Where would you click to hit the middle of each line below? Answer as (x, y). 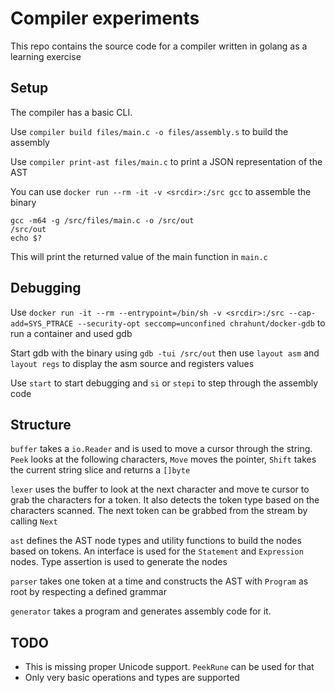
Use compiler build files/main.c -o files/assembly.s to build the (149, 131)
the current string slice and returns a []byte (100, 470)
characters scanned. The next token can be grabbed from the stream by (159, 511)
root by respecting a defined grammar (88, 592)
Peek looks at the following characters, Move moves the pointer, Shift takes (163, 459)
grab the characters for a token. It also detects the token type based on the (165, 500)
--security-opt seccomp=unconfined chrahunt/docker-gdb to (201, 323)
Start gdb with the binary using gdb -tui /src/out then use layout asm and (165, 353)
